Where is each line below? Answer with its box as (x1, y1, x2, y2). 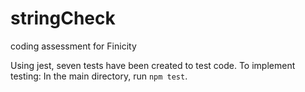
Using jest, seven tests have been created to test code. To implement (10, 59, 296, 71)
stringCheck (10, 7, 116, 30)
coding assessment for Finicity (10, 40, 137, 52)
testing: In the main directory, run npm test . (10, 70, 188, 82)
